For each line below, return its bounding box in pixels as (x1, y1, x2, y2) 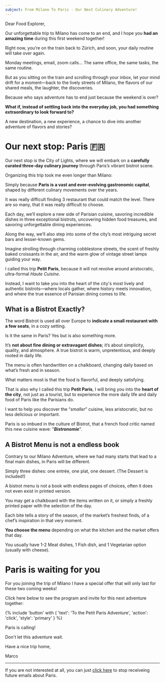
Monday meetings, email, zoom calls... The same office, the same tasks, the (5, 59, 159, 65)
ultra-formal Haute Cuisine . (5, 271, 60, 277)
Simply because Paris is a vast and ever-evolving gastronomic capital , (5, 182, 151, 187)
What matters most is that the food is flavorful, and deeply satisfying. (5, 377, 145, 383)
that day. (5, 532, 23, 538)
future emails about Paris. (5, 673, 57, 679)
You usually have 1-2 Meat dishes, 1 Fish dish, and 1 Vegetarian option (5, 542, 146, 548)
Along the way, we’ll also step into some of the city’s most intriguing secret (5, 231, 156, 237)
